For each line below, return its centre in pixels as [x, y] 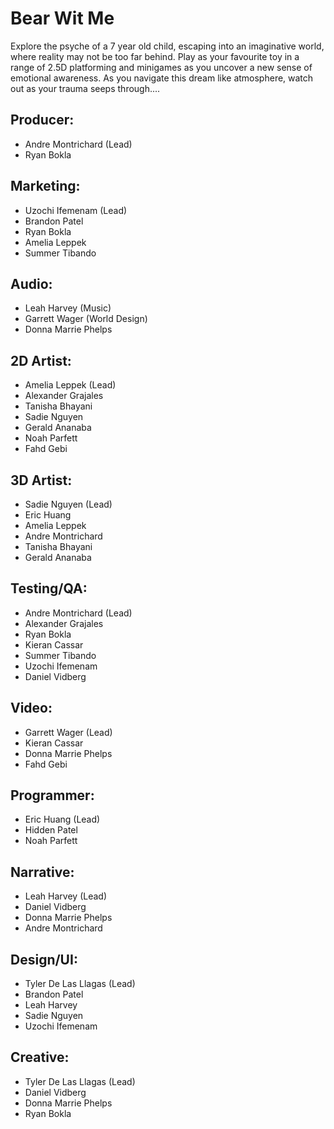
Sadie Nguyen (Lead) [68, 504]
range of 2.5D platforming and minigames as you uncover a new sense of [161, 67]
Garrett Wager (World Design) [86, 319]
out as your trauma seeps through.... [85, 88]
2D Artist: [41, 360]
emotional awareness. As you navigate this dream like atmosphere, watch [162, 78]
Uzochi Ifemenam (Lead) [76, 210]
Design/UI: [44, 959]
